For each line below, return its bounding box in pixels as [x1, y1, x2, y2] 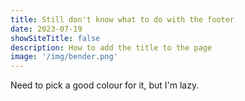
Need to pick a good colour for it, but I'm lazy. [10, 79, 200, 91]
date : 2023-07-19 [10, 24, 83, 34]
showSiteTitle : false [10, 33, 101, 43]
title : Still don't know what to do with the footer [10, 14, 235, 25]
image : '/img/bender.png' [10, 52, 118, 62]
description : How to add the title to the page [10, 42, 213, 53]
